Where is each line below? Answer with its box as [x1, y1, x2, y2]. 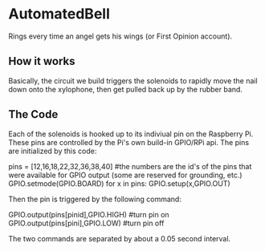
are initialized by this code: [8, 146, 97, 156]
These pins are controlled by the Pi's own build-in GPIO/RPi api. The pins [8, 137, 250, 147]
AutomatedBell [8, 5, 110, 23]
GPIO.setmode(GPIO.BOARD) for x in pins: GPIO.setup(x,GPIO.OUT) [8, 178, 230, 188]
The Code [8, 107, 59, 121]
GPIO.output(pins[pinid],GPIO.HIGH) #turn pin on [8, 209, 170, 219]
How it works [8, 55, 75, 68]
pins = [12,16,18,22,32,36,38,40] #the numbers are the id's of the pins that [8, 161, 252, 171]
